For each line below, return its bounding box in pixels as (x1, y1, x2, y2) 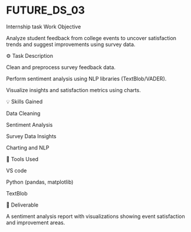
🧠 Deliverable (6, 201, 39, 208)
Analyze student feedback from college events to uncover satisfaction (6, 34, 177, 41)
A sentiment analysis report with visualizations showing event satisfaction (6, 213, 185, 220)
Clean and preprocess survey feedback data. (6, 63, 116, 71)
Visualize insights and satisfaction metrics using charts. (6, 86, 141, 93)
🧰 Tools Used (6, 155, 39, 162)
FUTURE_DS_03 (6, 4, 85, 17)
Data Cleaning (6, 110, 41, 117)
